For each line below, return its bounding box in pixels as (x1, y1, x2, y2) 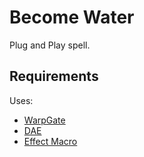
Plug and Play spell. (9, 39, 91, 51)
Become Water (9, 6, 135, 29)
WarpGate (23, 114, 66, 126)
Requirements (9, 68, 99, 85)
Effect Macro (23, 135, 78, 147)
